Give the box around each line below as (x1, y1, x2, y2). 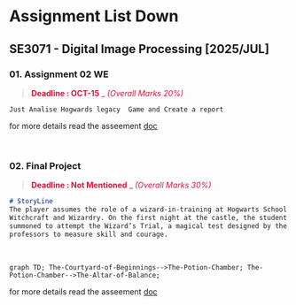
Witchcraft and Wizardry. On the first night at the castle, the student (9, 213, 288, 222)
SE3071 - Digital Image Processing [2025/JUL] (9, 42, 270, 57)
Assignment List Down (9, 6, 179, 27)
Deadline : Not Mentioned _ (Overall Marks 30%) (30, 179, 212, 191)
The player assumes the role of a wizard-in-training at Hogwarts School (9, 205, 288, 214)
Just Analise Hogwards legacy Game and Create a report (9, 104, 224, 114)
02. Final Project (9, 159, 82, 172)
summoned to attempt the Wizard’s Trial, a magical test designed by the (9, 221, 288, 231)
